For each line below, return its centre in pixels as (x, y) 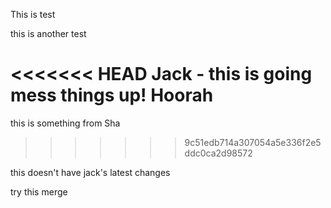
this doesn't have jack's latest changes (90, 172)
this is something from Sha (65, 123)
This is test (33, 14)
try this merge (39, 191)
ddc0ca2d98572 (218, 153)
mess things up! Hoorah (112, 95)
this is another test (48, 33)
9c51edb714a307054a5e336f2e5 (253, 142)
